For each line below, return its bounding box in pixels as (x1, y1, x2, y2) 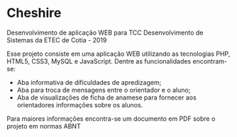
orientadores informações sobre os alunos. (16, 100, 143, 109)
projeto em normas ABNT (6, 121, 81, 130)
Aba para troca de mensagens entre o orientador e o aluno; (16, 85, 191, 94)
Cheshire (6, 5, 62, 21)
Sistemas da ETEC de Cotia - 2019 (6, 35, 107, 44)
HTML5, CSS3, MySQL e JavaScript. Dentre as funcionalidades (6, 56, 192, 65)
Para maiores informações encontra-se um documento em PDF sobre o (6, 114, 216, 123)
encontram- (192, 56, 228, 65)
